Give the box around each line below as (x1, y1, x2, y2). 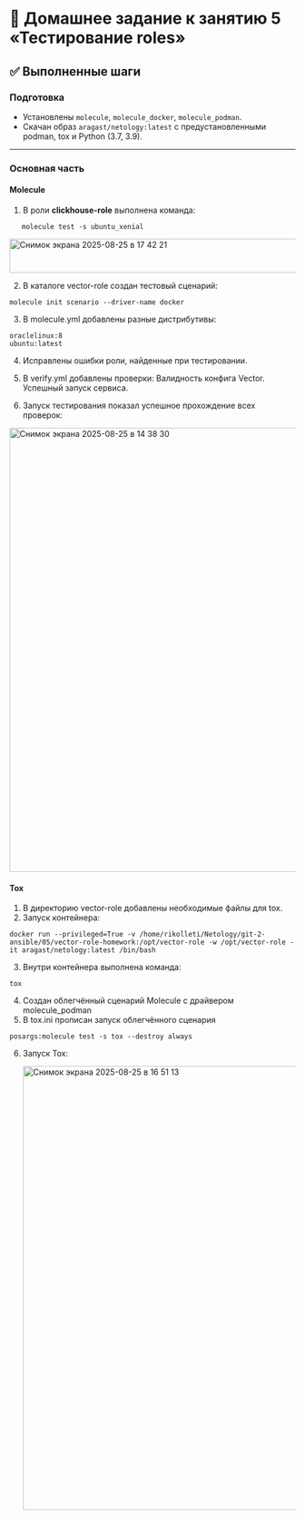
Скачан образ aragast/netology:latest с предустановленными (22, 121, 267, 132)
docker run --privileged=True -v (9, 930, 136, 939)
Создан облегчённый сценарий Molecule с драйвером (22, 995, 234, 1007)
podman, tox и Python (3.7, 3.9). (22, 131, 143, 142)
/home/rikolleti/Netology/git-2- (139, 930, 266, 939)
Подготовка (9, 91, 65, 104)
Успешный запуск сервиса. (22, 382, 129, 393)
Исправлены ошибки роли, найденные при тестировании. (22, 355, 248, 366)
